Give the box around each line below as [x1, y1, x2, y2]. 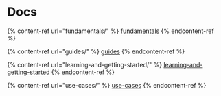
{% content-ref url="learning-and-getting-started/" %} [7, 60, 163, 69]
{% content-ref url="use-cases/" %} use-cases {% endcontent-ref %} [7, 81, 207, 89]
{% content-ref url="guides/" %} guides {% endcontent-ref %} [7, 47, 185, 56]
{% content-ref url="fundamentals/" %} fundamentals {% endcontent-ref [7, 27, 214, 35]
